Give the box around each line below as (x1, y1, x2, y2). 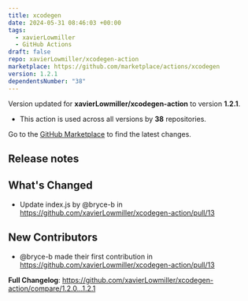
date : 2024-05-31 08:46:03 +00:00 (8, 19, 122, 27)
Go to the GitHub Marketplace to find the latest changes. (8, 129, 191, 138)
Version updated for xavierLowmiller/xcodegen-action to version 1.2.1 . (8, 99, 241, 108)
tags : (8, 26, 26, 34)
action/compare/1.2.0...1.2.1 (8, 284, 96, 293)
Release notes (8, 152, 80, 165)
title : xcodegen (8, 11, 61, 20)
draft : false (8, 48, 51, 56)
